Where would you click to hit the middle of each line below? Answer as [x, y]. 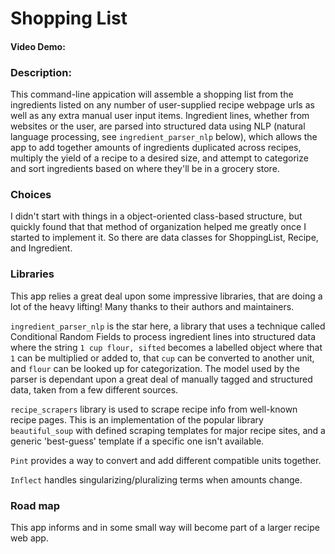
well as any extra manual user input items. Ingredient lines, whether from [160, 116]
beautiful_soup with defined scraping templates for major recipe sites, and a [168, 430]
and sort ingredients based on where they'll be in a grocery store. [145, 169]
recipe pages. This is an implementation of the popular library [137, 419]
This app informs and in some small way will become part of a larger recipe [165, 527]
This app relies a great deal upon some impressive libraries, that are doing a [166, 296]
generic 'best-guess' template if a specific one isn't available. [137, 441]
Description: [41, 72]
